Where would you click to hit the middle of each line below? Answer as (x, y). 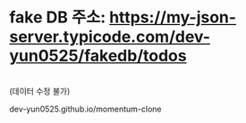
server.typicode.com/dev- (110, 37)
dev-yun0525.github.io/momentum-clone (85, 109)
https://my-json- (173, 17)
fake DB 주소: (58, 17)
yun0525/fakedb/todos (98, 56)
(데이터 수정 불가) (40, 91)
